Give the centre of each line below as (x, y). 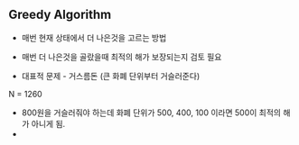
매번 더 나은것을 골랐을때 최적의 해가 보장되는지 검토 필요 (121, 57)
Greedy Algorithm (60, 15)
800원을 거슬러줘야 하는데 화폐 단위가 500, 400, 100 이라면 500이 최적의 (151, 113)
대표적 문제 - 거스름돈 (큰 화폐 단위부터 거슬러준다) (111, 76)
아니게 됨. (48, 123)
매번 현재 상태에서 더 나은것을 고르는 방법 (94, 37)
